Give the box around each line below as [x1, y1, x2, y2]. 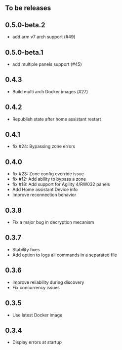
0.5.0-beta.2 [5, 21, 45, 29]
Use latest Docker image [12, 312, 63, 318]
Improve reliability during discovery [12, 279, 84, 285]
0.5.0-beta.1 [5, 48, 43, 56]
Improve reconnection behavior [12, 192, 77, 198]
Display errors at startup [12, 339, 62, 345]
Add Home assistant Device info [12, 187, 78, 193]
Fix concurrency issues [12, 284, 60, 290]
